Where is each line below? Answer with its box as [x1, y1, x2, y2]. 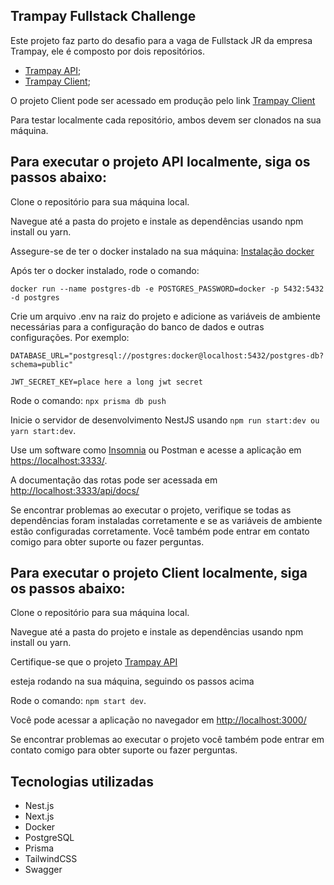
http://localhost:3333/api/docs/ [10, 484, 140, 496]
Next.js [24, 810, 55, 823]
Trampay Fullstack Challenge [10, 8, 197, 25]
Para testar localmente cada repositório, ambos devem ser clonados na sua [10, 114, 322, 126]
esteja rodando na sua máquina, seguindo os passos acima [10, 675, 255, 688]
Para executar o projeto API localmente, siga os [10, 154, 311, 171]
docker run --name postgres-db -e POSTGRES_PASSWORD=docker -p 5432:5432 [10, 284, 325, 294]
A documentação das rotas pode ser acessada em [10, 474, 218, 486]
